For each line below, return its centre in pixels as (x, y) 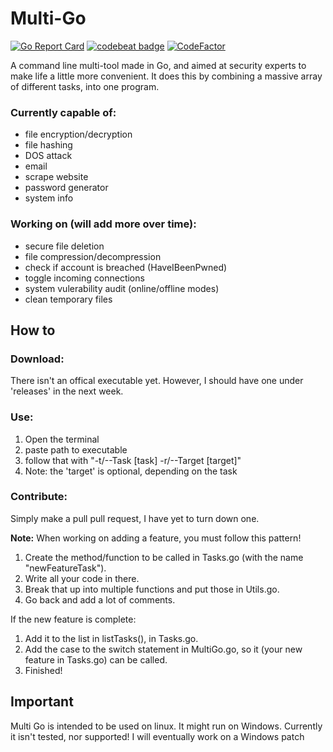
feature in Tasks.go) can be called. (96, 659)
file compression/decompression (93, 256)
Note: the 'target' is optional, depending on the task (131, 471)
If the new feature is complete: (73, 619)
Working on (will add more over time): (103, 224)
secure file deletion (64, 246)
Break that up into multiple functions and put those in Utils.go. (152, 589)
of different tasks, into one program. (85, 86)
